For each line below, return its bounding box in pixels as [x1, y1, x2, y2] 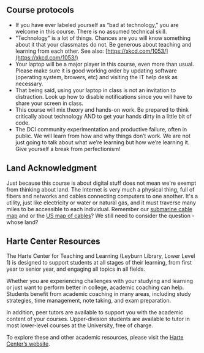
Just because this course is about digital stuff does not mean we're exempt [6, 179, 197, 187]
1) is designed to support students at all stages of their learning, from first [6, 259, 192, 266]
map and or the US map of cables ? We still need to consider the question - [6, 212, 195, 219]
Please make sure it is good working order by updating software [15, 67, 177, 74]
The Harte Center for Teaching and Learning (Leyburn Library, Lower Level [6, 252, 195, 260]
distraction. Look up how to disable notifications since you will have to [15, 93, 193, 100]
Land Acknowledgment [6, 163, 97, 174]
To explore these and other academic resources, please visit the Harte [6, 334, 184, 341]
